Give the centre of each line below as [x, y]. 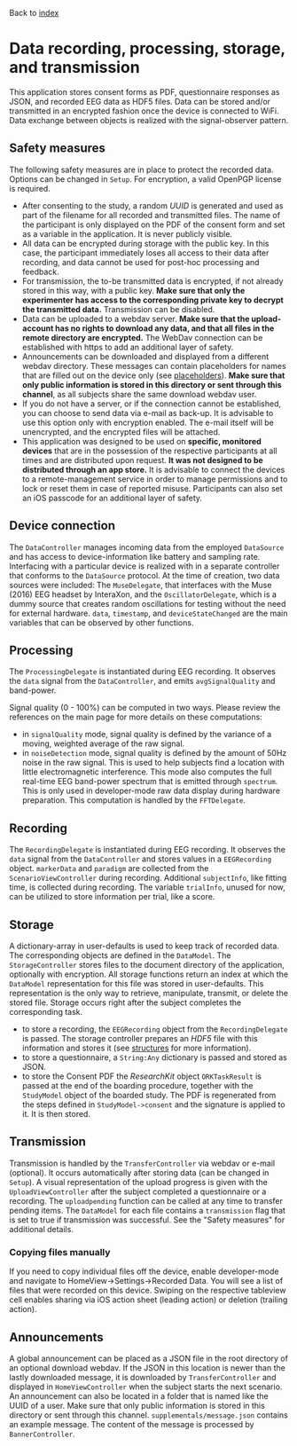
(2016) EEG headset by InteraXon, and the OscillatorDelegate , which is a [143, 594]
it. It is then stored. [56, 1114]
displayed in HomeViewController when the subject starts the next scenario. [146, 1387]
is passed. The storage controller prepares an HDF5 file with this [140, 1038]
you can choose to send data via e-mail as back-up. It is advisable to [148, 413]
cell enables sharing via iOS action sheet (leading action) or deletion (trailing [148, 1300]
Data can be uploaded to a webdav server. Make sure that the [136, 318]
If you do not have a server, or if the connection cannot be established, [152, 404]
